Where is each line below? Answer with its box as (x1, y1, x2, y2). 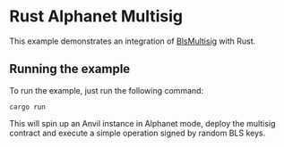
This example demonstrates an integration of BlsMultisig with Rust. (9, 36, 256, 46)
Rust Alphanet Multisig (9, 6, 184, 27)
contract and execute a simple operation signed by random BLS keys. (9, 127, 266, 138)
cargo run (9, 102, 47, 111)
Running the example (9, 61, 131, 77)
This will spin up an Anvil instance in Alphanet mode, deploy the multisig (9, 118, 276, 128)
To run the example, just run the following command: (9, 85, 204, 95)
